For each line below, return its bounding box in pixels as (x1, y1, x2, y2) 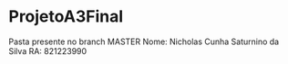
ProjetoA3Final (8, 6, 124, 27)
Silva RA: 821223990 (8, 45, 87, 56)
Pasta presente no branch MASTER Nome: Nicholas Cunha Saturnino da (8, 36, 280, 47)
